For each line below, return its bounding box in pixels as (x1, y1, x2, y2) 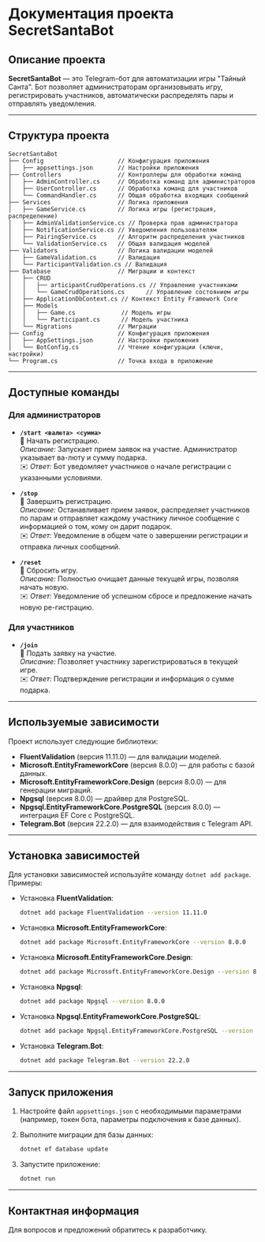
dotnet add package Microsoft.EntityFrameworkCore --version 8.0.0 (19, 938, 246, 946)
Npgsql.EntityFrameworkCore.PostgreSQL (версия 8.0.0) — (19, 802, 221, 811)
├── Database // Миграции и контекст (8, 267, 196, 275)
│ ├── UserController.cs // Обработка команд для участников (8, 185, 238, 192)
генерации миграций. (19, 785, 93, 795)
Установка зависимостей (8, 849, 140, 862)
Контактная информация (8, 1204, 140, 1218)
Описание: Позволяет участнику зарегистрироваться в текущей (19, 656, 238, 666)
